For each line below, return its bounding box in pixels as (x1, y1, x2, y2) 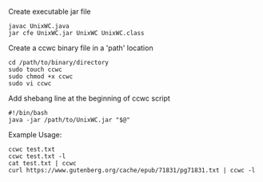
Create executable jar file (8, 7, 91, 16)
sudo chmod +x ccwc (8, 73, 74, 81)
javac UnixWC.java (8, 22, 70, 30)
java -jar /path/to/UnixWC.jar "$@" (8, 116, 130, 124)
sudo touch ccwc (8, 65, 62, 73)
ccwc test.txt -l (8, 152, 66, 160)
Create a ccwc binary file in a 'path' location (8, 43, 153, 53)
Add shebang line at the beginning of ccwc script (8, 93, 170, 103)
